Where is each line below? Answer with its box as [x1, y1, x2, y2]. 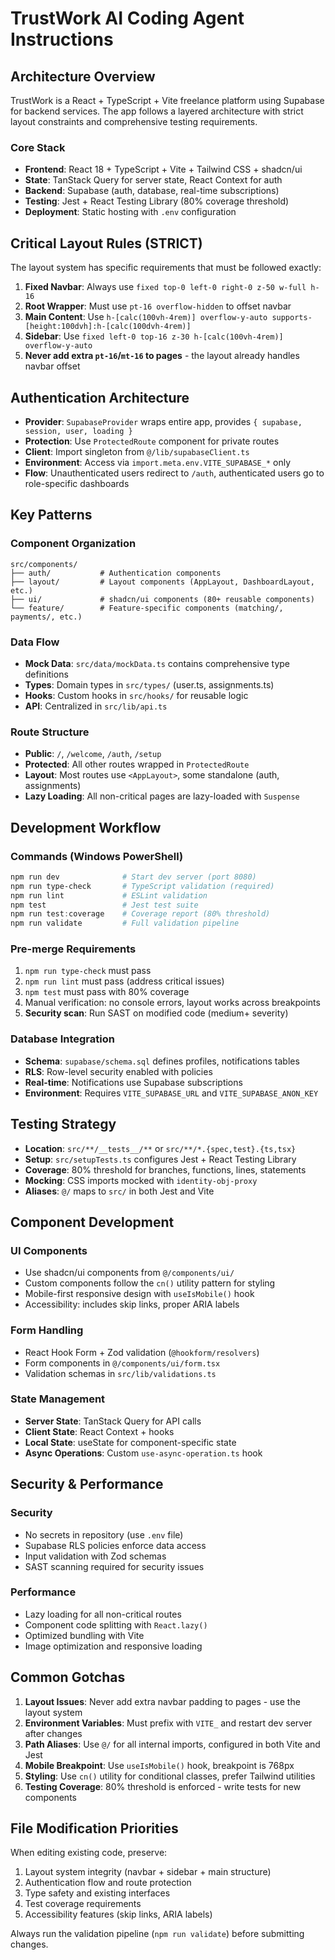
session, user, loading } [24, 426, 133, 436]
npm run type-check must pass [24, 965, 152, 977]
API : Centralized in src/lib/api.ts [24, 700, 168, 712]
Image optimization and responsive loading [24, 1640, 203, 1652]
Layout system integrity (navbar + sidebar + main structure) [24, 1866, 272, 1878]
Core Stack [10, 140, 66, 154]
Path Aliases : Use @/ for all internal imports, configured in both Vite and [24, 1738, 321, 1750]
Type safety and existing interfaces [24, 1887, 171, 1899]
